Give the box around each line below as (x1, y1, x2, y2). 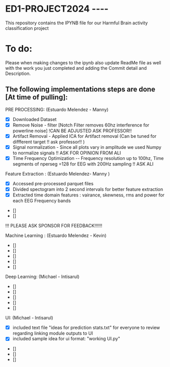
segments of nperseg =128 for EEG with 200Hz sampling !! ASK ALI (12, 161, 154, 167)
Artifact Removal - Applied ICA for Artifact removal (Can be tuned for (12, 133, 157, 139)
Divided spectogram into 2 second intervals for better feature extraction (12, 186, 163, 192)
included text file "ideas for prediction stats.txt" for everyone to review (12, 324, 160, 331)
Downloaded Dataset (12, 116, 57, 122)
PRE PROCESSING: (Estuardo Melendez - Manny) (5, 106, 109, 112)
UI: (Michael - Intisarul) (5, 315, 53, 321)
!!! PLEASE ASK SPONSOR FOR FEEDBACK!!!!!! (5, 223, 103, 229)
